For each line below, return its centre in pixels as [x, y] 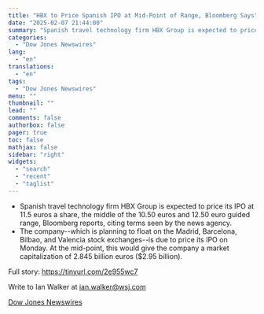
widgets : [22, 162]
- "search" [33, 169]
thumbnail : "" [31, 103]
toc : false [26, 140]
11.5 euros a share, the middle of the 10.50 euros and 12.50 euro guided [135, 214]
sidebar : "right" [37, 154]
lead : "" [22, 111]
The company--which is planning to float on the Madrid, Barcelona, [128, 231]
